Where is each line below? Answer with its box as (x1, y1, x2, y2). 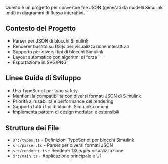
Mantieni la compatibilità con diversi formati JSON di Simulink (12, 93, 141, 99)
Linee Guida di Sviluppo (5, 74, 81, 83)
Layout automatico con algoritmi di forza (12, 54, 97, 60)
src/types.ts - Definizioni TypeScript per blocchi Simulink (12, 137, 134, 143)
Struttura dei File (5, 124, 59, 132)
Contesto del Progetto (5, 24, 76, 33)
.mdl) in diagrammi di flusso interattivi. (5, 10, 85, 16)
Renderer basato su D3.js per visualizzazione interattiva (12, 43, 129, 49)
